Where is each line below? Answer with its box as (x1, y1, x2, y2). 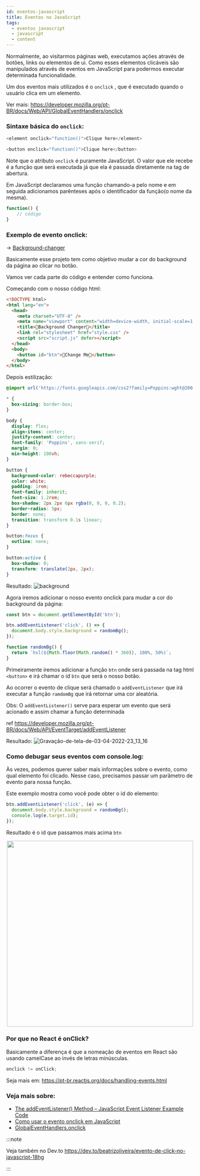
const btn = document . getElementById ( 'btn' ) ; (6, 611, 121, 617)
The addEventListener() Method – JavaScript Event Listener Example (14, 1105, 184, 1112)
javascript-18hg (6, 1153, 45, 1161)
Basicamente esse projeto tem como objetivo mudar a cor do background (6, 255, 187, 262)
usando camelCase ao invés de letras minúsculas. (6, 1054, 129, 1062)
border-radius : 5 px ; (11, 506, 62, 512)
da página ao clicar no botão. (6, 262, 78, 269)
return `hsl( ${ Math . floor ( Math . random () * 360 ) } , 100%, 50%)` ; (11, 650, 172, 656)
